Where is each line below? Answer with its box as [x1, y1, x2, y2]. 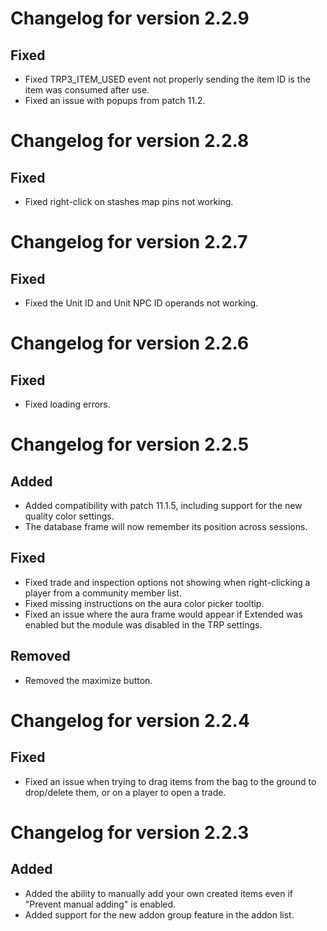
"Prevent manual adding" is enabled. [24, 898, 177, 910]
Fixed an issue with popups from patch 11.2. [24, 95, 206, 106]
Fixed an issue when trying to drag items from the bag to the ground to [24, 775, 317, 787]
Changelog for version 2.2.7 [10, 231, 248, 254]
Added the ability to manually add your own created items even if [24, 887, 294, 899]
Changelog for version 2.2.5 [10, 433, 250, 456]
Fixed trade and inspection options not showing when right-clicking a [24, 576, 311, 588]
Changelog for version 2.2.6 [10, 332, 250, 355]
